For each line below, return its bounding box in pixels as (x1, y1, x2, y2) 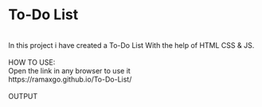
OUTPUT (8, 91, 38, 101)
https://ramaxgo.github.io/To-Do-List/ (8, 74, 132, 84)
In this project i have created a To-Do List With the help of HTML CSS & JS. (8, 40, 255, 50)
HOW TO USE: (8, 57, 56, 67)
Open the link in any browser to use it (8, 65, 131, 75)
